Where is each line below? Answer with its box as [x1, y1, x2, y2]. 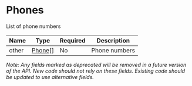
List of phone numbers [6, 23, 61, 30]
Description [96, 36, 130, 44]
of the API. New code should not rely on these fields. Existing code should [6, 67, 186, 74]
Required [59, 36, 86, 44]
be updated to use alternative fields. [6, 73, 94, 80]
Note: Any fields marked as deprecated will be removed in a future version [6, 61, 187, 68]
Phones [6, 3, 44, 17]
